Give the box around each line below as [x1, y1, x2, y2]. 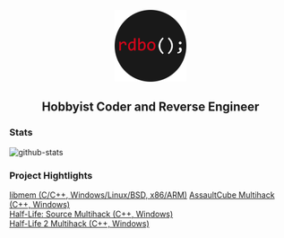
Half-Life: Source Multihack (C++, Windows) [9, 208, 174, 219]
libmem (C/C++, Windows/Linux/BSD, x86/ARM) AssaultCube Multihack [9, 190, 275, 200]
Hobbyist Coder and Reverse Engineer [41, 100, 260, 115]
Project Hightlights [9, 169, 93, 181]
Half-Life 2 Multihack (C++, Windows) [9, 217, 150, 229]
